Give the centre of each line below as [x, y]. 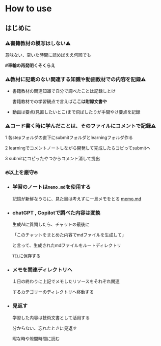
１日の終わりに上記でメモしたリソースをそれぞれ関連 [66, 281]
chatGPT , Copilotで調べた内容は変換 [56, 212]
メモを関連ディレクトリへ [42, 270]
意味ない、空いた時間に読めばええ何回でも [48, 55]
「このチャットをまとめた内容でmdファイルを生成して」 [69, 235]
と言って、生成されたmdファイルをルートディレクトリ [67, 245]
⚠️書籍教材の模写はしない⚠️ [38, 43]
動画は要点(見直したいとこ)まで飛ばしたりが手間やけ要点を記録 [76, 112]
